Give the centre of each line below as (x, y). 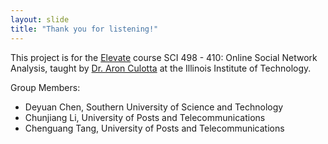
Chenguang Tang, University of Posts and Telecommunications (154, 128)
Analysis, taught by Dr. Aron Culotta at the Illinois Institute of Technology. (161, 68)
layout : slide (40, 19)
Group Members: (45, 87)
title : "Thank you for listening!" (84, 29)
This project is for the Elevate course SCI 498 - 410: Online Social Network (164, 57)
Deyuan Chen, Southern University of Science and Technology (154, 107)
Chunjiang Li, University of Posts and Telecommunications (145, 117)
